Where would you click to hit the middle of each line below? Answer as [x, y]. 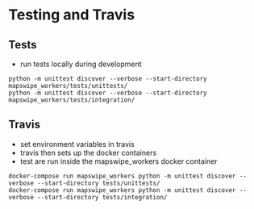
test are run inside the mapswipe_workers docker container [119, 161]
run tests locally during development [81, 64]
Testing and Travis [72, 15]
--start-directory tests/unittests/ [99, 183]
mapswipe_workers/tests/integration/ [72, 100]
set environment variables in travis [77, 144]
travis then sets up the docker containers [88, 153]
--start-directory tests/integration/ [102, 197]
